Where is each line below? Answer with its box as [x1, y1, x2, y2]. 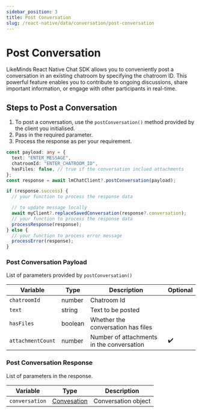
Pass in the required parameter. [14, 131, 93, 138]
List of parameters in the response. [6, 372, 93, 379]
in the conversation [90, 341, 145, 349]
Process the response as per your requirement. [14, 138, 132, 145]
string [61, 306, 78, 314]
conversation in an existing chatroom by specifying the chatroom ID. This [6, 72, 188, 79]
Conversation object [93, 397, 151, 405]
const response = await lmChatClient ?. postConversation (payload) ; [6, 177, 176, 184]
